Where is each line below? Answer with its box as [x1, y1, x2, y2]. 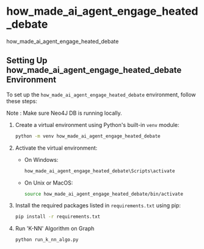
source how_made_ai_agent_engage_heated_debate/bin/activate [24, 191, 183, 197]
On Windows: [24, 156, 59, 163]
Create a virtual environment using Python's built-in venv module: [15, 121, 180, 128]
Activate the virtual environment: [15, 144, 98, 151]
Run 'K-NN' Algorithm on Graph [15, 225, 95, 232]
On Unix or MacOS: [24, 179, 73, 186]
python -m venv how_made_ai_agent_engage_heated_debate [15, 133, 161, 139]
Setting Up [6, 55, 48, 66]
